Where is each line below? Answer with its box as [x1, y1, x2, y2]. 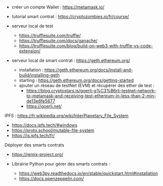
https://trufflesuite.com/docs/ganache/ [19, 38, 98, 43]
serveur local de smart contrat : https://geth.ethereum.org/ [11, 58, 130, 63]
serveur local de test [11, 23, 53, 29]
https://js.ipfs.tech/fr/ [11, 133, 55, 138]
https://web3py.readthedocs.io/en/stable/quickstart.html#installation [19, 170, 158, 176]
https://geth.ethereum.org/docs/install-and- [44, 67, 133, 73]
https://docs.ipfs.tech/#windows [11, 122, 78, 128]
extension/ [19, 48, 41, 54]
